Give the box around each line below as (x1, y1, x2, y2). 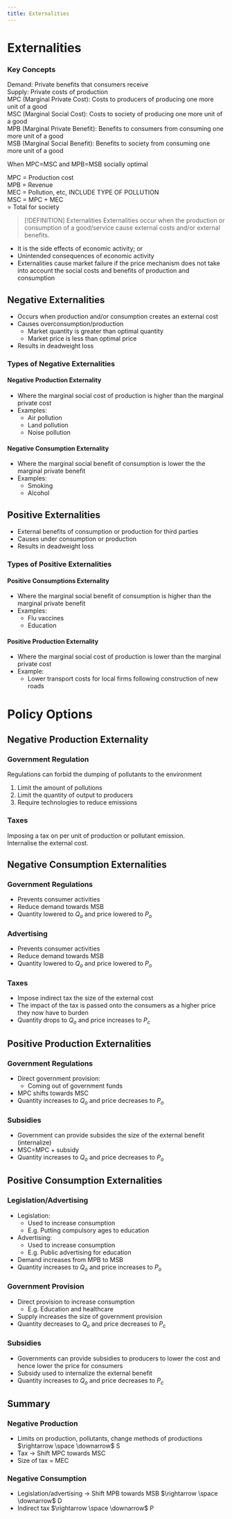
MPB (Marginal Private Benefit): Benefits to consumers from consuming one (7, 125, 224, 133)
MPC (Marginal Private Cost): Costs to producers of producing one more (7, 95, 214, 104)
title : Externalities (7, 10, 70, 17)
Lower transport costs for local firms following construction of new (27, 674, 218, 683)
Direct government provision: (17, 1074, 100, 1082)
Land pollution (27, 421, 69, 429)
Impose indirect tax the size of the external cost (17, 994, 154, 1003)
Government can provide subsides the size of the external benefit (17, 1131, 205, 1140)
